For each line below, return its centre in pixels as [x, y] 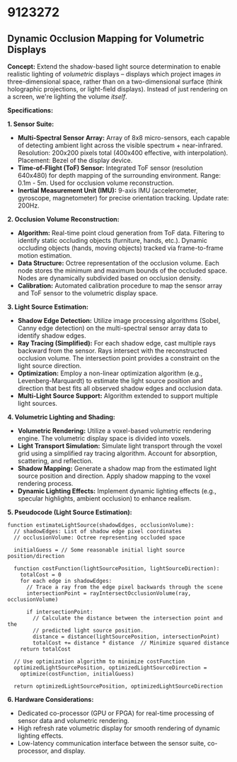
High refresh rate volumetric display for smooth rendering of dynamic [119, 728]
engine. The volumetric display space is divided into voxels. [104, 438]
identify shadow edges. [52, 336]
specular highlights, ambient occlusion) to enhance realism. [104, 499]
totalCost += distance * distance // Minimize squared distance [131, 643]
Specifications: [30, 110]
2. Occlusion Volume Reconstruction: [63, 219]
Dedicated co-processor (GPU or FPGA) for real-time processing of [116, 713]
